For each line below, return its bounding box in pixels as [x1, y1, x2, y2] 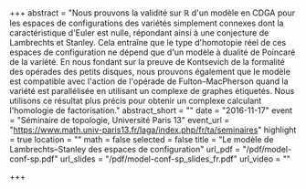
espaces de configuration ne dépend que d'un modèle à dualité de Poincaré [9, 47, 296, 58]
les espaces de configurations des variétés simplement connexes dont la [9, 17, 284, 28]
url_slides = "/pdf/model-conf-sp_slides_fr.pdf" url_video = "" [59, 153, 290, 164]
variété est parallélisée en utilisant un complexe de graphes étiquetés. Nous [9, 86, 295, 96]
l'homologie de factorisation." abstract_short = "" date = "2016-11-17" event [9, 105, 293, 116]
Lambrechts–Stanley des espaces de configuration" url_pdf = [9, 144, 240, 154]
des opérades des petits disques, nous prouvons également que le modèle [9, 67, 290, 77]
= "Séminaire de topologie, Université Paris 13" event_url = [9, 115, 230, 125]
